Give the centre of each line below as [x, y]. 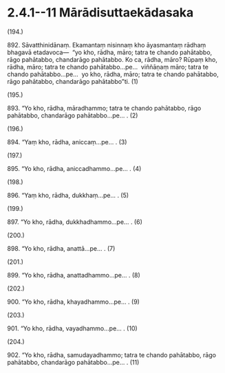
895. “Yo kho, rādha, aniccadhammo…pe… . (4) [74, 168]
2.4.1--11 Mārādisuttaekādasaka [100, 13]
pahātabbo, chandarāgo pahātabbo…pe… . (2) [73, 115]
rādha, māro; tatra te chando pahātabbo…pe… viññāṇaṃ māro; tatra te [108, 67]
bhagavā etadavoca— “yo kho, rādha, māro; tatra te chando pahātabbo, [110, 52]
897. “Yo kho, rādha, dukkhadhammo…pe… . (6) [75, 222]
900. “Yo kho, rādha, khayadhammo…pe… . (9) [73, 302]
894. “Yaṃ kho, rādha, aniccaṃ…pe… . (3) [67, 142]
